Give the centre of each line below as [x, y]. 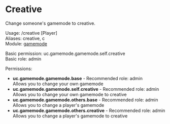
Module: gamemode [26, 43]
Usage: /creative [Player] [31, 33]
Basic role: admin [23, 58]
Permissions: [19, 69]
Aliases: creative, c [25, 38]
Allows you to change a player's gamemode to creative [70, 116]
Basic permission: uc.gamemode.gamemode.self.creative [65, 53]
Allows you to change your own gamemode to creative [70, 94]
